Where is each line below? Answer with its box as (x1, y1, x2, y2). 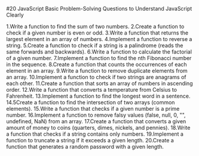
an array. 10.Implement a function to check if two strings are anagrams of (6, 74, 186, 80)
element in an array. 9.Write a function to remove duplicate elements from (6, 67, 188, 74)
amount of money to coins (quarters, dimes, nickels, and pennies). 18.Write (6, 124, 191, 131)
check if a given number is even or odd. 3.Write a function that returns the (6, 29, 189, 36)
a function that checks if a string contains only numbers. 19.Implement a (6, 130, 184, 138)
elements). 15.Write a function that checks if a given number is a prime (6, 105, 180, 112)
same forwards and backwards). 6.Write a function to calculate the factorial (6, 48, 192, 55)
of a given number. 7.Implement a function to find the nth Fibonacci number (6, 55, 192, 61)
